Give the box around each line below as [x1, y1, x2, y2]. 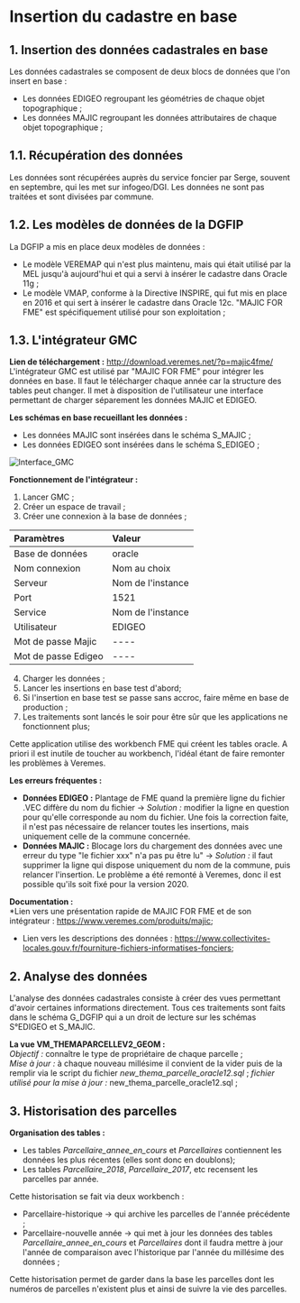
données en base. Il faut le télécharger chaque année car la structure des [9, 376, 282, 387]
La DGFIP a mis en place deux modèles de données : [9, 241, 205, 252]
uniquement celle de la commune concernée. [22, 831, 191, 842]
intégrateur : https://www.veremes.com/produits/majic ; [9, 915, 214, 926]
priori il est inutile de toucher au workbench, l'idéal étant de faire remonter [9, 748, 286, 759]
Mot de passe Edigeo [14, 650, 104, 663]
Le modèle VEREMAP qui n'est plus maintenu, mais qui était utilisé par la [22, 259, 291, 270]
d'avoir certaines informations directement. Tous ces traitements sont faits [9, 1003, 286, 1014]
